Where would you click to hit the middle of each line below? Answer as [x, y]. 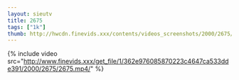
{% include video [33, 54]
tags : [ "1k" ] [27, 27]
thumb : [17, 34]
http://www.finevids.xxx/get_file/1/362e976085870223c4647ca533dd [126, 62]
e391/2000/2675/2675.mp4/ [49, 69]
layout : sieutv [30, 14]
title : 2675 [25, 21]
